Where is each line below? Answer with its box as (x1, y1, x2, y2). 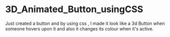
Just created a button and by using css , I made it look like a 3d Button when (5, 20, 165, 26)
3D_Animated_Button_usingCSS (5, 4, 144, 15)
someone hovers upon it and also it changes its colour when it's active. (5, 25, 154, 31)
